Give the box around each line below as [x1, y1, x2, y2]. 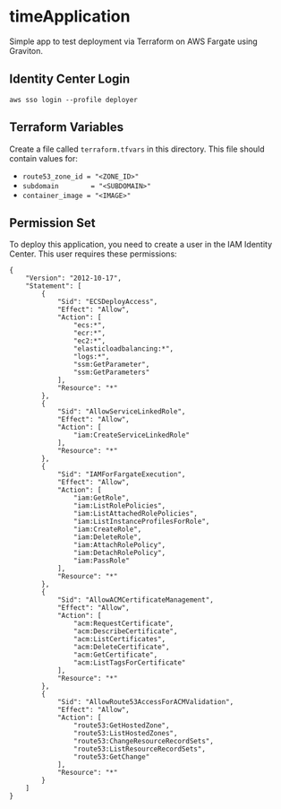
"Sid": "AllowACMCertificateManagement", [56, 596, 215, 605]
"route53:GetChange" [72, 752, 150, 761]
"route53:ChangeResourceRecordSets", [72, 737, 215, 746]
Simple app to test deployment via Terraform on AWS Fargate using [9, 36, 258, 47]
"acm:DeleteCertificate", [72, 643, 170, 652]
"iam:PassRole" [72, 556, 130, 566]
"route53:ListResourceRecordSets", [72, 744, 206, 754]
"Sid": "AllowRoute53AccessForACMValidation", [56, 698, 234, 707]
